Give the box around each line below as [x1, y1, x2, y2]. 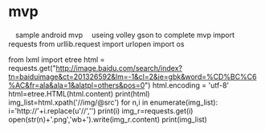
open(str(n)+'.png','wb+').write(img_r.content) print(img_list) [8, 114, 207, 124]
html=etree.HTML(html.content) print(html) [8, 89, 150, 98]
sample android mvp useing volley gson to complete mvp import [14, 30, 235, 39]
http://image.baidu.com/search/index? [55, 63, 183, 72]
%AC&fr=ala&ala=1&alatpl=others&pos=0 [8, 80, 145, 90]
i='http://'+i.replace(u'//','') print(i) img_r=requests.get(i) [8, 105, 194, 115]
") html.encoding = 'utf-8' [144, 80, 230, 90]
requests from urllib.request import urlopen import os [8, 39, 185, 48]
